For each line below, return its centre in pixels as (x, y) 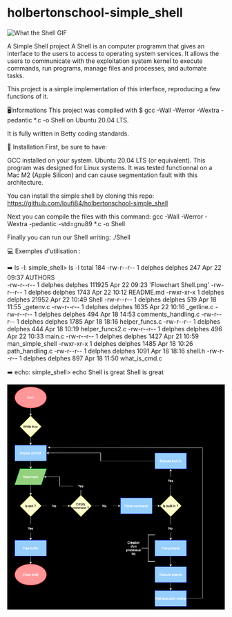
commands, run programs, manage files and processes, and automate (107, 68)
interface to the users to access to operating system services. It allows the (113, 53)
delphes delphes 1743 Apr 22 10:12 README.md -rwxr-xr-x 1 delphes (126, 292)
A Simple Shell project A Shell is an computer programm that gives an (106, 46)
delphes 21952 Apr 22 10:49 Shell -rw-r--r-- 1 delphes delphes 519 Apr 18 (112, 300)
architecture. (25, 182)
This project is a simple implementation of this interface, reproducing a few (114, 89)
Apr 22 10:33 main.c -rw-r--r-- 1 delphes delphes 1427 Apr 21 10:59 (103, 336)
